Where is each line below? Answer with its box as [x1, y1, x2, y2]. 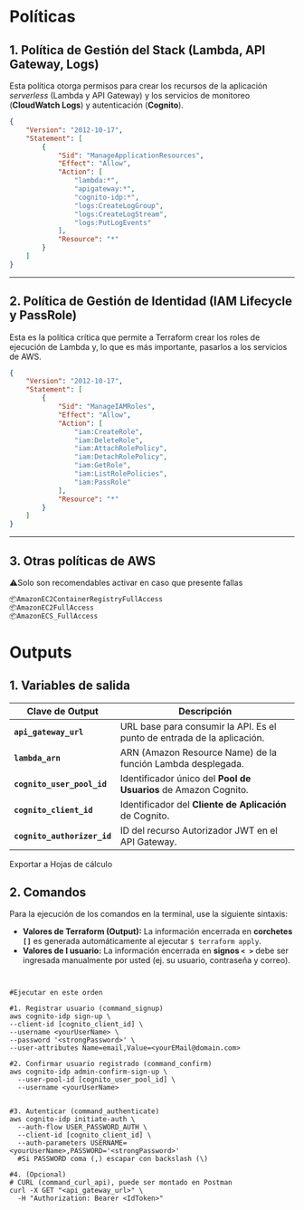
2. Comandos [9, 884, 87, 901]
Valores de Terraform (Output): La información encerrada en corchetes [22, 926, 293, 937]
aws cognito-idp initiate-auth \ [9, 1115, 136, 1124]
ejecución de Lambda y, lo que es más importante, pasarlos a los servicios [9, 341, 288, 352]
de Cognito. [119, 809, 170, 822]
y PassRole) [9, 307, 77, 323]
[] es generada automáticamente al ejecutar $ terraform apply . [22, 936, 262, 947]
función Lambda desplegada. [119, 757, 244, 770]
